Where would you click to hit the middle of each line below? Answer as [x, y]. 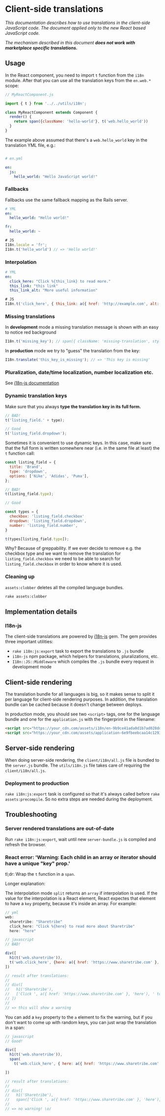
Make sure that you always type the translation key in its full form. [73, 406]
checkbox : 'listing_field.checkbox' [47, 516]
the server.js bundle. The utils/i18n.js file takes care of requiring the [78, 765]
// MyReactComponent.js [29, 94]
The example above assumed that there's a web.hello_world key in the [76, 140]
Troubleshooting [31, 815]
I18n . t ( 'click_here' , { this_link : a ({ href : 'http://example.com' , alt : [82, 304]
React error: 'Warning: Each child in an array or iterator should [81, 857]
